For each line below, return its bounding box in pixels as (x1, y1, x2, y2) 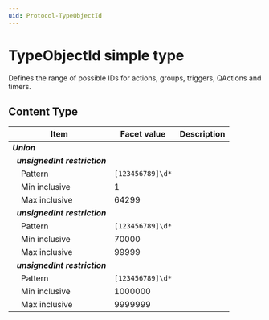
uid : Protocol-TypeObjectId (8, 11, 103, 20)
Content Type (8, 105, 79, 118)
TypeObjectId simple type (8, 46, 185, 64)
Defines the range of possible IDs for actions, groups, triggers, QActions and (8, 73, 262, 83)
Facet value (120, 129, 166, 140)
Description (179, 129, 226, 140)
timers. (8, 81, 32, 91)
